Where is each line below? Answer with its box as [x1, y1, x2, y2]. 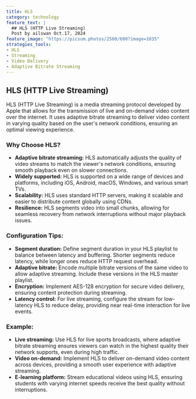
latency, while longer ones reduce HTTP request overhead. [14, 257, 158, 264]
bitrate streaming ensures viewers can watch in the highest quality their [14, 342, 189, 349]
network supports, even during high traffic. [14, 349, 119, 356]
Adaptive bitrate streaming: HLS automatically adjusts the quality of [14, 154, 182, 161]
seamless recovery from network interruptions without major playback [14, 211, 186, 218]
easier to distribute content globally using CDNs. [14, 198, 133, 205]
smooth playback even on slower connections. [14, 166, 128, 174]
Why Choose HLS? [6, 141, 61, 149]
